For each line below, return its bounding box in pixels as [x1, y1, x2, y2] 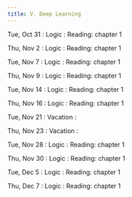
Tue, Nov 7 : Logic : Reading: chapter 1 [7, 58, 121, 66]
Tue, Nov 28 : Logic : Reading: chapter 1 [7, 140, 125, 149]
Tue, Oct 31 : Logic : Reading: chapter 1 [7, 30, 123, 38]
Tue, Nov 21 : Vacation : [7, 112, 77, 121]
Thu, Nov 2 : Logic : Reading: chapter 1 [7, 43, 121, 52]
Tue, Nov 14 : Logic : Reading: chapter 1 [7, 85, 123, 93]
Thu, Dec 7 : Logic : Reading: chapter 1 [7, 181, 121, 190]
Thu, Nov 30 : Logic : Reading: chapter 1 [7, 154, 126, 162]
